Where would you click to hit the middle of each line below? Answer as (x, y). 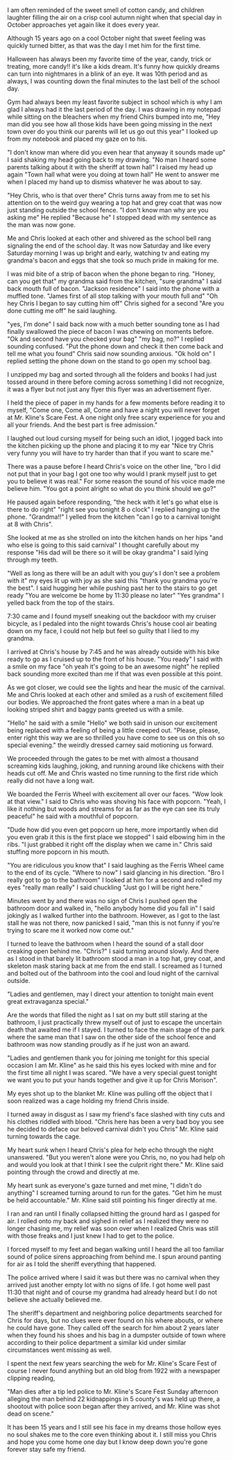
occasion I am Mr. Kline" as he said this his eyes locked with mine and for (112, 1065)
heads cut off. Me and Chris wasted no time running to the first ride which (113, 773)
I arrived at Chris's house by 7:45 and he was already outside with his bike (113, 652)
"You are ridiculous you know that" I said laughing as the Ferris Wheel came (115, 865)
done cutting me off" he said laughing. (62, 311)
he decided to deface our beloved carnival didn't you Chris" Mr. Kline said (113, 1129)
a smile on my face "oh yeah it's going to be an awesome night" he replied (113, 666)
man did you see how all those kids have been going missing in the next (110, 124)
